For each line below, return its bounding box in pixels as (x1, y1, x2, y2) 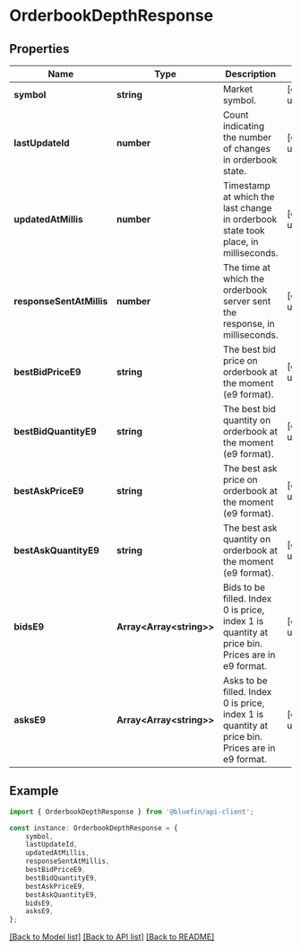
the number (222, 131, 272, 144)
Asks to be (222, 674, 268, 687)
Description (225, 68, 276, 80)
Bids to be (222, 581, 266, 594)
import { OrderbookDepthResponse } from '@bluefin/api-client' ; (9, 807, 254, 816)
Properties (9, 41, 70, 57)
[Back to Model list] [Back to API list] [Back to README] (9, 931, 215, 943)
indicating (222, 120, 265, 132)
